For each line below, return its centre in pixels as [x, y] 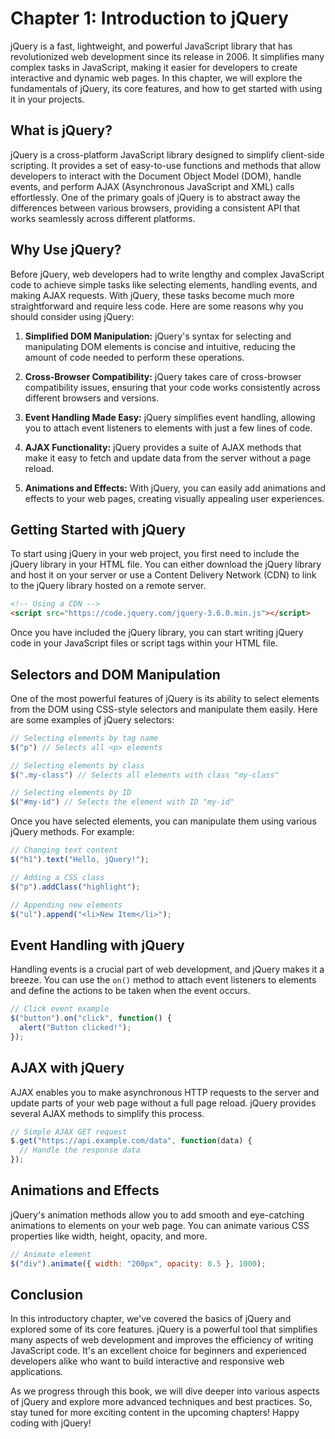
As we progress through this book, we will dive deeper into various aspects [165, 1391]
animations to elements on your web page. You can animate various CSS [160, 1225]
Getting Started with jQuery [98, 529]
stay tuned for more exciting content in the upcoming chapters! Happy [155, 1413]
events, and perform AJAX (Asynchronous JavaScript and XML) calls [152, 186]
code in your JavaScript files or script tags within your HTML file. [144, 643]
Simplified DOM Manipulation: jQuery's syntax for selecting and [158, 336]
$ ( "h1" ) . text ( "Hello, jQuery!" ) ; [80, 860]
